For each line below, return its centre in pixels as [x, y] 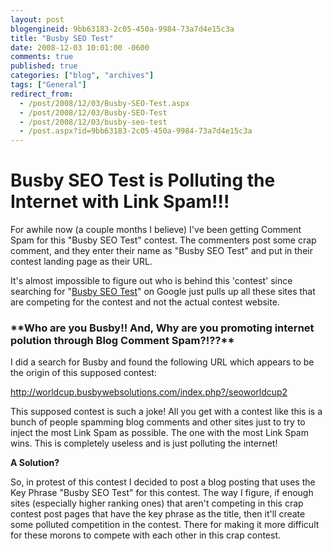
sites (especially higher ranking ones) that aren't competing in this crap [157, 503]
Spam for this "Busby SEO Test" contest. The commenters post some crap [163, 240]
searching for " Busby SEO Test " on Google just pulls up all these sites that [163, 292]
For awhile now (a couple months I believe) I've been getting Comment [156, 230]
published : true [44, 66]
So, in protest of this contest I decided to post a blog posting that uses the [163, 482]
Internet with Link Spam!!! [120, 202]
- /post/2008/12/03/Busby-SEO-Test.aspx [104, 103]
